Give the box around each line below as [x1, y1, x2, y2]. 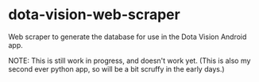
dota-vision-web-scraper [8, 6, 180, 24]
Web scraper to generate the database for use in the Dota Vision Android [8, 32, 247, 41]
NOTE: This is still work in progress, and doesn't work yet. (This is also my [8, 56, 251, 65]
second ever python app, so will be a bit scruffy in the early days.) [8, 64, 225, 73]
